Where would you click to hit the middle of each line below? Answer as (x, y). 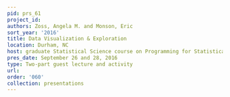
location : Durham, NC (38, 45)
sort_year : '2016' (33, 32)
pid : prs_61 (24, 13)
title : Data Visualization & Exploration (67, 39)
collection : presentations (46, 83)
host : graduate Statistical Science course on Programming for (99, 52)
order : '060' (26, 77)
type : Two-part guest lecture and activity (70, 64)
